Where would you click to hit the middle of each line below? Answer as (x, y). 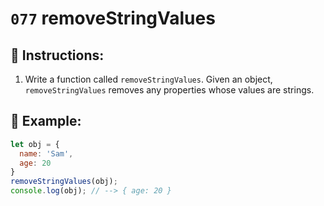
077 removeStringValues (113, 18)
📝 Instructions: (57, 55)
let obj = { (35, 144)
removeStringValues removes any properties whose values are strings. (169, 90)
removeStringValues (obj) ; (64, 182)
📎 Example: (46, 121)
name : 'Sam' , (46, 153)
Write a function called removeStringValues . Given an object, (148, 79)
